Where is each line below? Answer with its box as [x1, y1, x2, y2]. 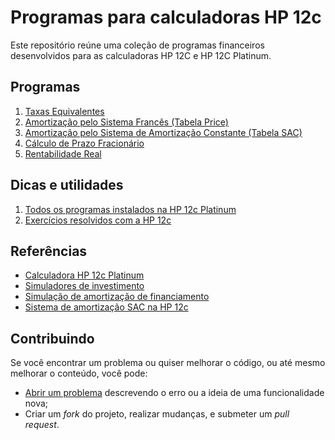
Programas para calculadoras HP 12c [10, 6, 322, 29]
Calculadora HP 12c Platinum [24, 269, 145, 281]
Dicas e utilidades [10, 177, 124, 194]
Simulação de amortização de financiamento [24, 291, 210, 303]
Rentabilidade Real [24, 147, 102, 160]
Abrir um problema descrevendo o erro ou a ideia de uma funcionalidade [24, 387, 325, 399]
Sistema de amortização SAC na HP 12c [24, 301, 189, 313]
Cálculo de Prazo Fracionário [24, 137, 145, 149]
